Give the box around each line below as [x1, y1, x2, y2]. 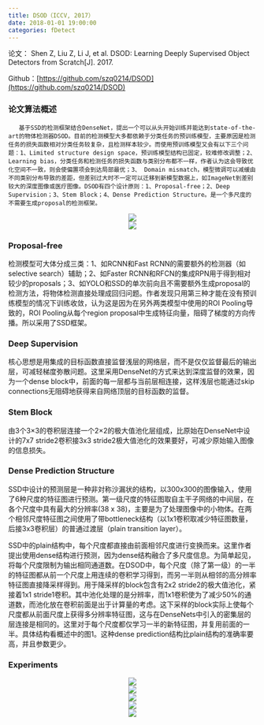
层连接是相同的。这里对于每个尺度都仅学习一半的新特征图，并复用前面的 [8, 619, 243, 629]
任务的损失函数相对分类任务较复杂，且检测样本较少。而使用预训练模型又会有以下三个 [8, 140, 243, 148]
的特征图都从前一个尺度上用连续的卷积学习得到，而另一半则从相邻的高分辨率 [8, 570, 257, 579]
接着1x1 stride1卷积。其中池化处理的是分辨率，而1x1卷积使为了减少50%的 [8, 589, 245, 599]
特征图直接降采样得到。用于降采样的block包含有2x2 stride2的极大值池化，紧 [8, 580, 256, 589]
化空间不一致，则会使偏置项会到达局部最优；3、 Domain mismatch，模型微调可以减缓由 [8, 165, 256, 173]
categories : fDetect [8, 26, 76, 34]
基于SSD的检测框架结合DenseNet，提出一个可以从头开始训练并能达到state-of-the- [18, 124, 256, 132]
